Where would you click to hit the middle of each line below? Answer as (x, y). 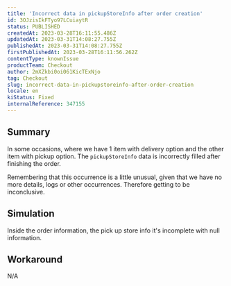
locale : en (23, 91)
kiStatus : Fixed (31, 98)
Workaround (35, 259)
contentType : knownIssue (43, 59)
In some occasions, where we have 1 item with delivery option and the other (115, 149)
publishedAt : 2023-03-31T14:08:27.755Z (65, 46)
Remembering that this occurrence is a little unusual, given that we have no (114, 177)
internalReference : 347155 (46, 104)
